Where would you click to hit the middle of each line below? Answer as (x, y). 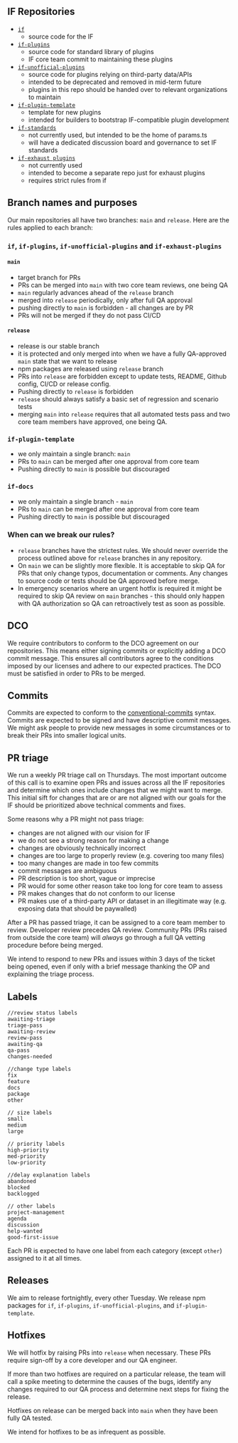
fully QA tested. (30, 1418)
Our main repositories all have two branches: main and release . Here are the (118, 219)
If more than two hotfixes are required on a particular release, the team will (117, 1374)
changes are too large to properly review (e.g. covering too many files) (121, 856)
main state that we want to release (67, 361)
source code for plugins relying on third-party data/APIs (110, 74)
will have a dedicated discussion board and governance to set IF (123, 143)
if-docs (21, 487)
